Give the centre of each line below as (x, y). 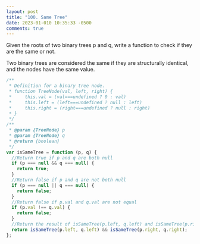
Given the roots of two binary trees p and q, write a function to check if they (99, 45)
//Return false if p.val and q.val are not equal (74, 202)
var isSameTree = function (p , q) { (51, 152)
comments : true (25, 28)
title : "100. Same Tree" (37, 17)
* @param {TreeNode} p (37, 130)
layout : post (22, 12)
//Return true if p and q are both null (62, 158)
